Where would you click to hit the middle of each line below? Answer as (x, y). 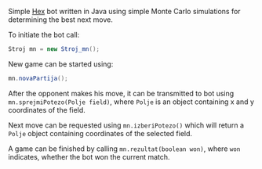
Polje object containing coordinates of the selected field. (100, 133)
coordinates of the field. (47, 110)
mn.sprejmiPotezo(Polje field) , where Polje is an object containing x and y (131, 102)
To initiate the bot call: (44, 35)
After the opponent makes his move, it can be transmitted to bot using (121, 93)
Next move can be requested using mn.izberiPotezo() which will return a (126, 125)
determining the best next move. (61, 20)
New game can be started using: (61, 64)
